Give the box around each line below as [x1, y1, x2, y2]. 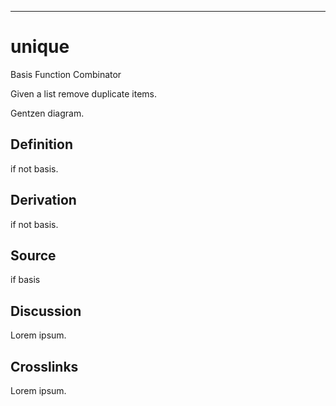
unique [10, 36, 70, 58]
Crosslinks [10, 358, 79, 375]
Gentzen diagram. [10, 107, 85, 119]
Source [10, 247, 57, 264]
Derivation [10, 192, 77, 209]
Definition [10, 136, 73, 153]
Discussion [10, 302, 82, 320]
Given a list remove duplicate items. [10, 87, 157, 100]
